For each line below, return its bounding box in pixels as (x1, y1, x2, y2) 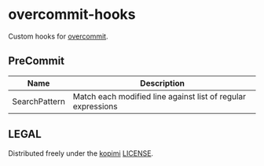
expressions (72, 101, 118, 112)
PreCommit (8, 54, 65, 68)
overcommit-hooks (8, 6, 136, 24)
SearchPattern (12, 96, 65, 107)
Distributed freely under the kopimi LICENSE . (8, 148, 154, 158)
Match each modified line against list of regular (72, 90, 246, 101)
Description (140, 77, 185, 88)
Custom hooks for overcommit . (8, 31, 108, 41)
